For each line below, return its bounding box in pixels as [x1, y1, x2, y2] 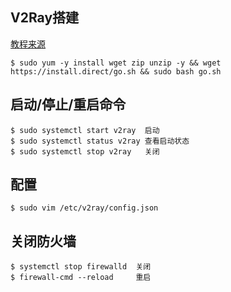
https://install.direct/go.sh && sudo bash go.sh [10, 66, 222, 77]
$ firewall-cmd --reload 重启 [10, 273, 152, 283]
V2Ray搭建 [10, 9, 80, 27]
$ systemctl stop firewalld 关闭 [10, 262, 152, 272]
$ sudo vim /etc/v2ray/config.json [10, 203, 159, 213]
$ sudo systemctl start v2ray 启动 [10, 125, 160, 135]
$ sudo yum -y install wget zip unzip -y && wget [10, 58, 222, 68]
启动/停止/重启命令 [10, 96, 127, 113]
